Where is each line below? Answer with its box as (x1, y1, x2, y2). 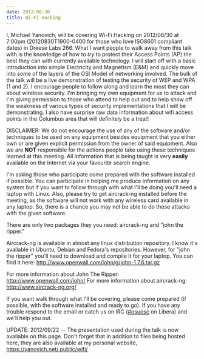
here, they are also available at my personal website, (6, 339, 138, 346)
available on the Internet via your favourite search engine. (6, 159, 151, 166)
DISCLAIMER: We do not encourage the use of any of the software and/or (6, 127, 191, 134)
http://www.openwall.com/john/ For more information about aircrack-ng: (6, 277, 187, 284)
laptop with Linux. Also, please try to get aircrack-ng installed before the (6, 190, 187, 197)
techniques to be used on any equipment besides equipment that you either (6, 133, 196, 140)
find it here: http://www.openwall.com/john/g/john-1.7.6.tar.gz (6, 258, 160, 266)
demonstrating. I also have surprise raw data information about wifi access (6, 109, 194, 116)
